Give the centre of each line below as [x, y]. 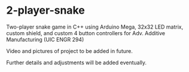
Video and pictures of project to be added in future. [69, 51]
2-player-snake [45, 10]
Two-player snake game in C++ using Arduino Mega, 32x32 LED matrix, [95, 27]
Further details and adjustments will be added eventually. [77, 62]
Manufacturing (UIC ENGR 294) [45, 39]
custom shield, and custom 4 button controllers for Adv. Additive [86, 33]
